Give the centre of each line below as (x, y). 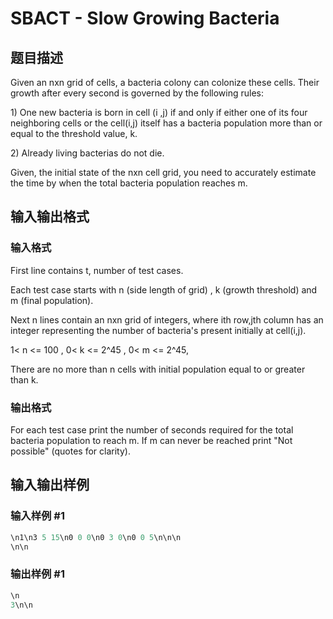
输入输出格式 (50, 217)
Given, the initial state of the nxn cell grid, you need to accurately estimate (163, 172)
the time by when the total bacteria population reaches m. (129, 183)
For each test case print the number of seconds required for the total (152, 429)
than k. (24, 379)
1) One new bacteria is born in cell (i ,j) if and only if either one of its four (159, 112)
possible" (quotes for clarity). (70, 451)
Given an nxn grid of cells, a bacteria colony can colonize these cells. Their (165, 82)
